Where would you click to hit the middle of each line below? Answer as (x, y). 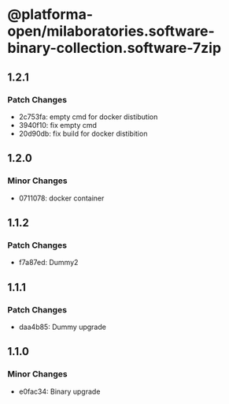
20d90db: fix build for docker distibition (83, 133)
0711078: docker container (61, 198)
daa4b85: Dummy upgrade (63, 327)
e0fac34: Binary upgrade (59, 391)
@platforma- (50, 15)
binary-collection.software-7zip (114, 48)
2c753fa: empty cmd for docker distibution (88, 117)
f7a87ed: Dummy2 (48, 263)
